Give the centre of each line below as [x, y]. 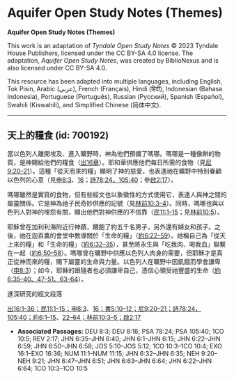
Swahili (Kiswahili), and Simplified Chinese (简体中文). [84, 105]
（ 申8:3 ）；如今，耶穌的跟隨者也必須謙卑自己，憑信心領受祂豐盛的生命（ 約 [114, 270]
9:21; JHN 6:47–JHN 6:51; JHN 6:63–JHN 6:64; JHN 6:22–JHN [122, 361]
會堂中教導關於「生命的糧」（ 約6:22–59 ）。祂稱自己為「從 [138, 235]
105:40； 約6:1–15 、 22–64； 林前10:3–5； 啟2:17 [74, 317]
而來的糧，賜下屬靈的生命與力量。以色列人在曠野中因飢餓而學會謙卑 [123, 261]
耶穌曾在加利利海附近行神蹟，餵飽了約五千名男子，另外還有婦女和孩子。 [111, 226]
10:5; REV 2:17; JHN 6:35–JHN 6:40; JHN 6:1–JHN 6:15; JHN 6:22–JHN [119, 339]
